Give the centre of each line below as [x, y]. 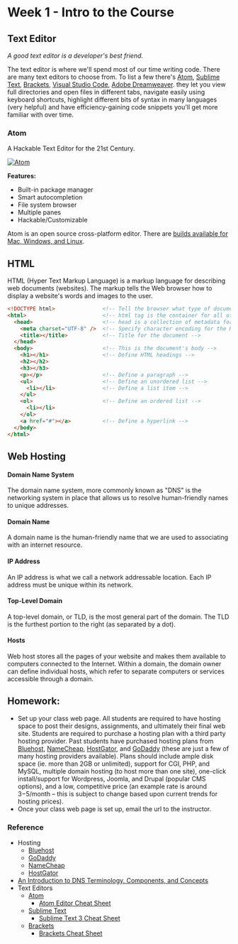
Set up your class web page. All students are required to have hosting [119, 718]
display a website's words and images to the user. [80, 296]
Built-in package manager [55, 190]
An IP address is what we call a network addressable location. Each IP [109, 577]
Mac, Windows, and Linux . [46, 242]
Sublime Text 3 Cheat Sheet [79, 918]
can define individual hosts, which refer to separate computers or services [116, 671]
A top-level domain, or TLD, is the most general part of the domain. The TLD [118, 617]
